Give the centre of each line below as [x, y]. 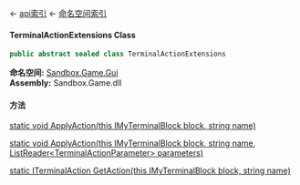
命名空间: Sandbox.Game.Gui [64, 73]
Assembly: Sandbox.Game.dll [66, 83]
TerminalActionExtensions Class [73, 35]
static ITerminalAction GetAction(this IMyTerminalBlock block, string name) [150, 170]
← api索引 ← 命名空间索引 [58, 13]
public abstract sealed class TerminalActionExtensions [118, 54]
